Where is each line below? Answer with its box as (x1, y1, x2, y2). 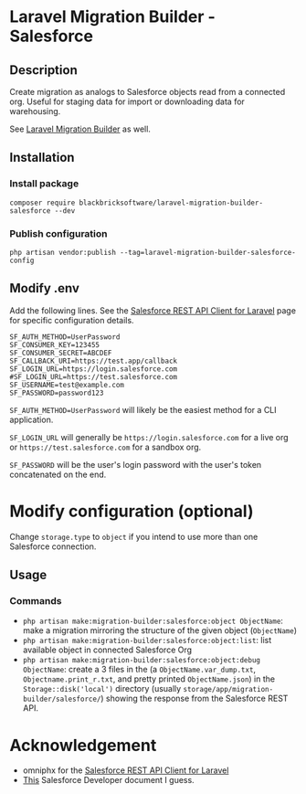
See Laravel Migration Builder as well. (9, 123, 151, 134)
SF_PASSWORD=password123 (9, 388, 104, 397)
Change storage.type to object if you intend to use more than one (9, 531, 259, 542)
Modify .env (9, 281, 80, 296)
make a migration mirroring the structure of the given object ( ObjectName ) (22, 625, 298, 636)
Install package (9, 177, 79, 190)
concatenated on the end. (9, 469, 107, 480)
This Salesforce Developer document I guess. (22, 775, 195, 786)
